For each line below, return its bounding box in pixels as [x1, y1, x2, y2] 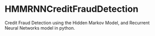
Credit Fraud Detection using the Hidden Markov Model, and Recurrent [4, 20, 150, 26]
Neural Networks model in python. [4, 25, 75, 31]
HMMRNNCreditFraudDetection [4, 3, 139, 15]
